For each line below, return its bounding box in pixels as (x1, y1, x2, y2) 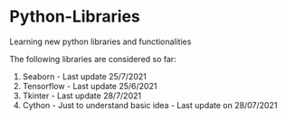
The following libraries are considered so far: (9, 53, 176, 64)
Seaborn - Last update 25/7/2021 (22, 70, 147, 82)
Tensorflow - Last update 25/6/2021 (22, 80, 157, 91)
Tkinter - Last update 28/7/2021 (22, 90, 142, 101)
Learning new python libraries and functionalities (9, 36, 192, 47)
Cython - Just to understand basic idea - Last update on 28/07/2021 (22, 99, 278, 110)
